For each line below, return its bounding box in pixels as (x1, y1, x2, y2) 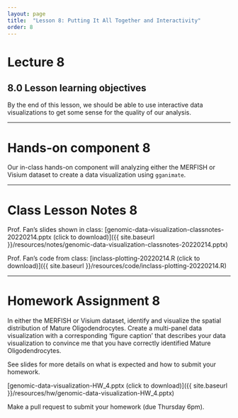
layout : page (7, 10, 46, 18)
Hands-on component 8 (7, 139, 151, 156)
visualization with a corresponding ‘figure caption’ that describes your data (7, 332, 227, 340)
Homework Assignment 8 (7, 293, 161, 309)
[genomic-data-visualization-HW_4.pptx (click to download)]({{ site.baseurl (7, 381, 228, 390)
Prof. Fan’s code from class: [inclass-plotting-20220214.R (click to (7, 254, 200, 262)
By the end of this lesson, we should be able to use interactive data (7, 100, 203, 110)
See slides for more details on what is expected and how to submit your (7, 360, 216, 368)
